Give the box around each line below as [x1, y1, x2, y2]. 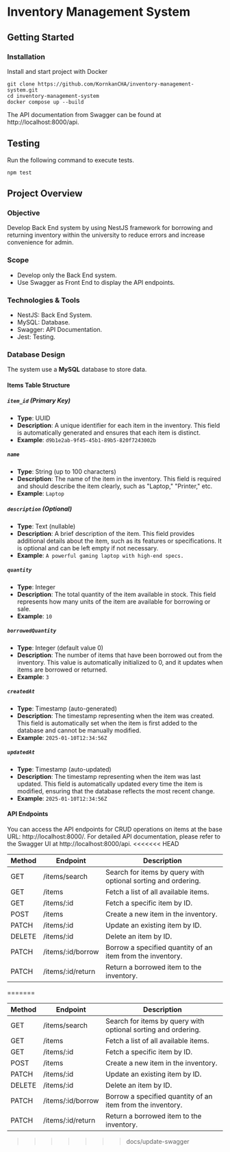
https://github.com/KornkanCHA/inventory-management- [37, 80, 194, 88]
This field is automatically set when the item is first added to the [16, 719, 198, 727]
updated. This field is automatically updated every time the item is [16, 780, 203, 788]
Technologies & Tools [7, 295, 80, 305]
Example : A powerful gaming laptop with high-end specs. [16, 551, 184, 559]
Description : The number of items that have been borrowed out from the [16, 651, 222, 659]
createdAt [7, 689, 36, 695]
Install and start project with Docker [7, 67, 108, 75]
